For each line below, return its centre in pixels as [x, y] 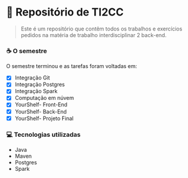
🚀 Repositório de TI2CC [65, 12]
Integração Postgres [40, 85]
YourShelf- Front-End [41, 105]
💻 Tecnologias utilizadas [43, 134]
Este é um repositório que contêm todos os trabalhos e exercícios [101, 29]
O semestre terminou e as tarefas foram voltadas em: [72, 66]
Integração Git [32, 78]
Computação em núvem [44, 98]
